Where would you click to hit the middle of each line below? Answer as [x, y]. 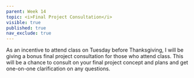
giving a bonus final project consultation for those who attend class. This [95, 56]
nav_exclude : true [29, 33]
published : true [26, 28]
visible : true [24, 22]
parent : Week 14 [26, 11]
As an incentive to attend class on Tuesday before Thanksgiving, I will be [95, 50]
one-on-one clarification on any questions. [58, 69]
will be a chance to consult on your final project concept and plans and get [97, 63]
